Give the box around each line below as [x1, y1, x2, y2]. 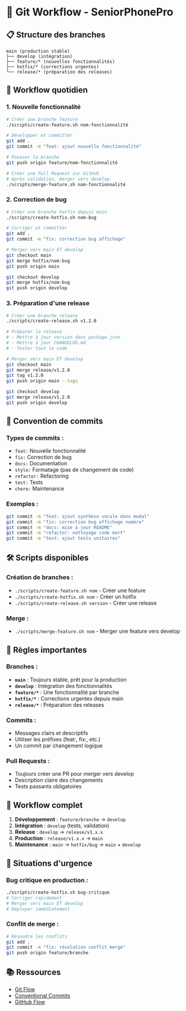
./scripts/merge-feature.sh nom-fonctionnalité [6, 181, 126, 187]
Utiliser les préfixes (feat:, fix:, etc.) [14, 736, 101, 743]
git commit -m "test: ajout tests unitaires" [6, 536, 120, 542]
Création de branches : [6, 573, 73, 581]
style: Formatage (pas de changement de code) [14, 466, 134, 473]
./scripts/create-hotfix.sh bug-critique [6, 889, 110, 895]
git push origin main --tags [6, 378, 78, 384]
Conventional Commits [14, 992, 70, 999]
